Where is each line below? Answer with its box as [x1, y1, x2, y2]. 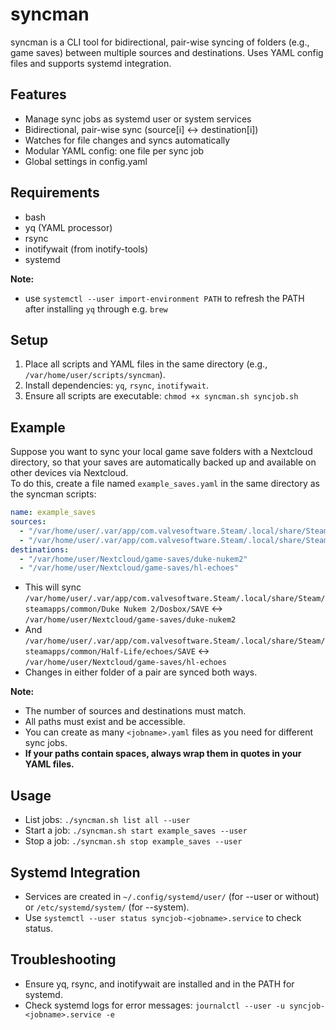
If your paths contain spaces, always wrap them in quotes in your [24, 748, 302, 760]
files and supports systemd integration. [10, 57, 172, 69]
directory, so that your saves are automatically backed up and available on [10, 456, 317, 468]
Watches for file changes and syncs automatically [24, 134, 231, 146]
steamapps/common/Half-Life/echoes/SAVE [24, 647, 196, 657]
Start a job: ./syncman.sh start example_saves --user [24, 824, 248, 837]
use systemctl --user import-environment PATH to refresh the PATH [24, 292, 305, 304]
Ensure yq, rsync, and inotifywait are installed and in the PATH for [24, 978, 295, 990]
